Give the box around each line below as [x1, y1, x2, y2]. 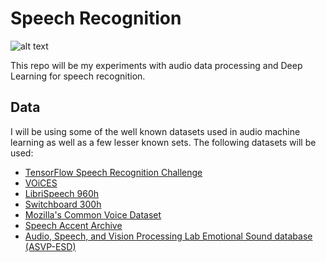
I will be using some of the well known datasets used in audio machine [10, 125, 301, 137]
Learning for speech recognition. [10, 70, 146, 82]
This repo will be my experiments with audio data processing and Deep [10, 59, 303, 71]
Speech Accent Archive [24, 219, 123, 231]
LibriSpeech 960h [24, 187, 100, 199]
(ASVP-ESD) [24, 240, 77, 252]
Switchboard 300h [24, 198, 102, 210]
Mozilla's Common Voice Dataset [24, 208, 162, 221]
